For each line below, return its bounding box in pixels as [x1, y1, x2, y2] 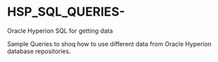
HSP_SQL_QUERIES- [7, 4, 126, 20]
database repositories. [7, 47, 71, 55]
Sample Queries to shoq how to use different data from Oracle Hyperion [7, 40, 212, 48]
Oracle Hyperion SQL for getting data [7, 27, 113, 35]
